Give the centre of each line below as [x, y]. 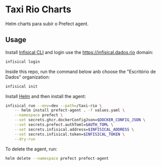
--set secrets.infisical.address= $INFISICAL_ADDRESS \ [74, 130]
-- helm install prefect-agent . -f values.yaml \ [70, 110]
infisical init [22, 86]
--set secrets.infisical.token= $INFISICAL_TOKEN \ [70, 134]
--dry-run [25, 139]
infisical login [23, 62]
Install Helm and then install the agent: [46, 96]
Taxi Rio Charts [38, 10]
